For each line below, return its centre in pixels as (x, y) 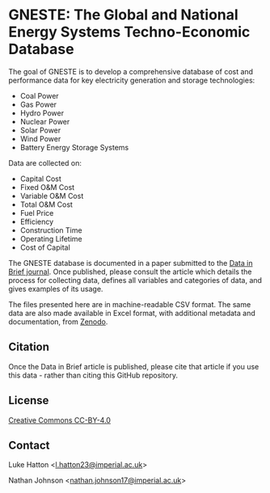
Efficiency (37, 221)
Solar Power (40, 130)
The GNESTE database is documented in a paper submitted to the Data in (131, 263)
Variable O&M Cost (52, 196)
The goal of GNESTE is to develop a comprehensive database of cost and (131, 71)
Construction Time (51, 230)
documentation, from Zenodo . (58, 322)
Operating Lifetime (51, 238)
